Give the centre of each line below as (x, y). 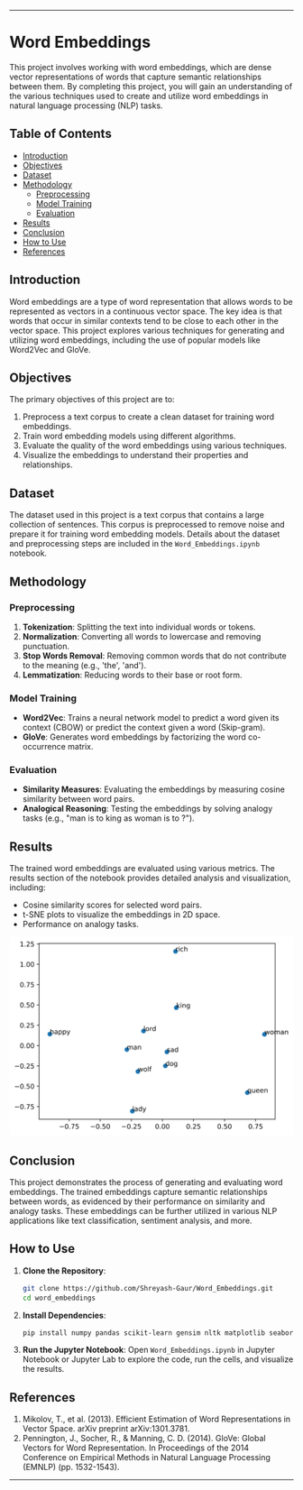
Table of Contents (61, 134)
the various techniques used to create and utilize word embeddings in (139, 96)
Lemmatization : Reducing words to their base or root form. (132, 675)
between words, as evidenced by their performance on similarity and (138, 1201)
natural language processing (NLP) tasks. (87, 106)
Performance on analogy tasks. (81, 924)
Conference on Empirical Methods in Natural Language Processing (146, 1458)
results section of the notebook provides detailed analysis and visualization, (150, 878)
